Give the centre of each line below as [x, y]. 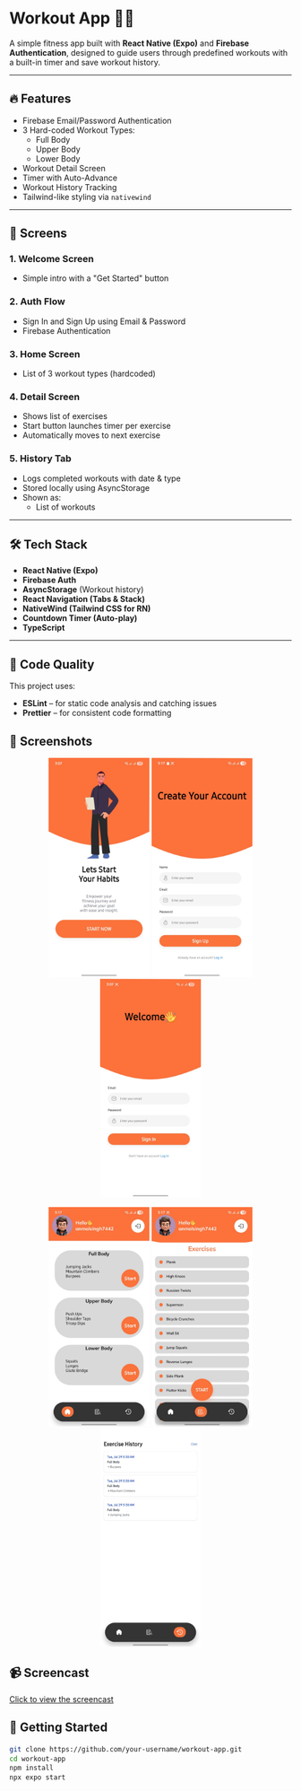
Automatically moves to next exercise [91, 435]
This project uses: [43, 686]
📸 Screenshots [51, 741]
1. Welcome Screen [52, 259]
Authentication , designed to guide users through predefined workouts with [149, 52]
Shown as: [42, 497]
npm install [31, 1768]
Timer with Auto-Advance [70, 178]
